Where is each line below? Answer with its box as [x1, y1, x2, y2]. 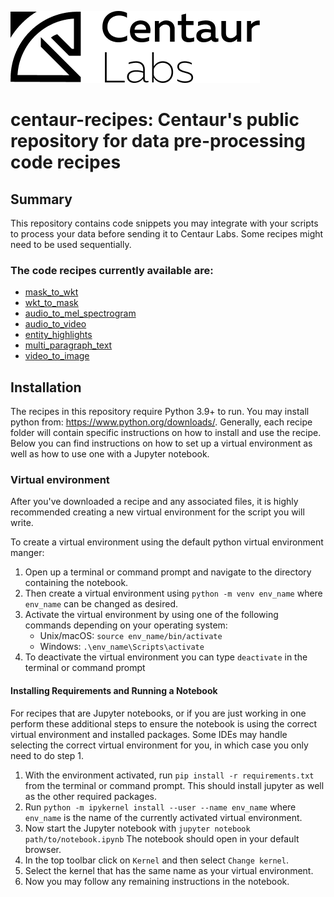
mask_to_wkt [24, 286, 79, 298]
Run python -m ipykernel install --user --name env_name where [24, 801, 297, 813]
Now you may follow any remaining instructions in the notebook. [24, 875, 290, 887]
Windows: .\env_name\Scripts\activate [39, 641, 205, 653]
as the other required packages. [24, 790, 158, 802]
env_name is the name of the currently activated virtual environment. [24, 811, 303, 823]
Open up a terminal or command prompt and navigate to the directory [24, 566, 312, 578]
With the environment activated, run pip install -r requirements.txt [24, 769, 315, 781]
